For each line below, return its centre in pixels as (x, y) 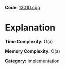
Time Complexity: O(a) (29, 41)
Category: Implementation (32, 61)
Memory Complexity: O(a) (33, 51)
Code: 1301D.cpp (23, 7)
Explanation (30, 28)
